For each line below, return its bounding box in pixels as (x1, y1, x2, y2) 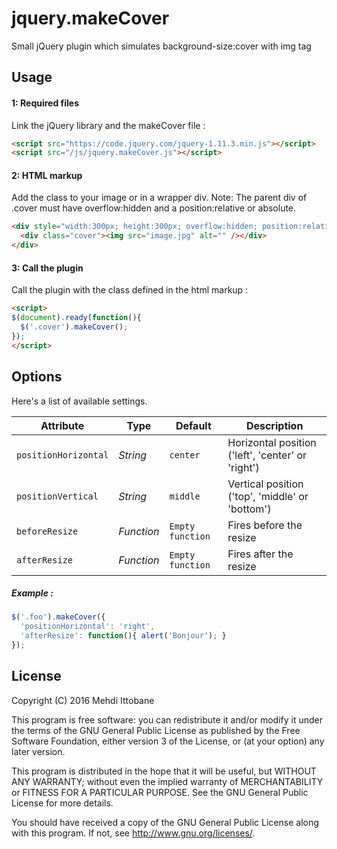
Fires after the (227, 547, 294, 561)
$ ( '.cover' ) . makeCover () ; (20, 322, 129, 332)
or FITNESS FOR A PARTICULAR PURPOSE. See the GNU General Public (11, 786, 309, 798)
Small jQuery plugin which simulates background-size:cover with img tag (11, 40, 312, 52)
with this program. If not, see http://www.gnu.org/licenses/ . (11, 827, 256, 839)
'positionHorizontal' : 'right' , (20, 622, 156, 632)
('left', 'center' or (227, 448, 308, 462)
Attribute (40, 418, 85, 432)
